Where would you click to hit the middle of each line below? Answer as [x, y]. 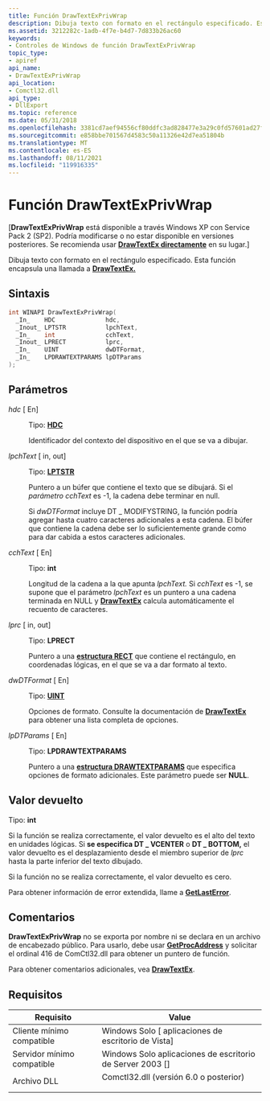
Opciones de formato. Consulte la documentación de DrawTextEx [137, 711]
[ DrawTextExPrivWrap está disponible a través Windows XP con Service [129, 228]
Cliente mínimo [41, 1031]
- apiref [23, 61]
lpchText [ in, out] [37, 456]
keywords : [25, 38]
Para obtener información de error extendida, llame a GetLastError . [120, 892]
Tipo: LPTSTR [51, 471]
